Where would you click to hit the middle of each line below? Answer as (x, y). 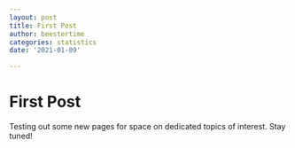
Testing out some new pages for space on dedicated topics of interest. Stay (147, 127)
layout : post (33, 17)
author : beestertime (47, 34)
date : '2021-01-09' (45, 51)
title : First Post (43, 26)
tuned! (21, 136)
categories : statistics (53, 42)
